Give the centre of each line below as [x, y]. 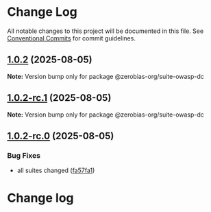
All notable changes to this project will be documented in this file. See [105, 31]
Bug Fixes [24, 155]
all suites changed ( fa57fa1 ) [56, 170]
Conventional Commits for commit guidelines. [71, 38]
